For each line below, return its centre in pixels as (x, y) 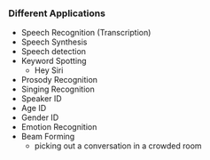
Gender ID (40, 117)
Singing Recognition (58, 89)
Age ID (34, 108)
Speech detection (53, 52)
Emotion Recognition (59, 127)
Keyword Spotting (54, 61)
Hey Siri (49, 70)
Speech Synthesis (54, 42)
